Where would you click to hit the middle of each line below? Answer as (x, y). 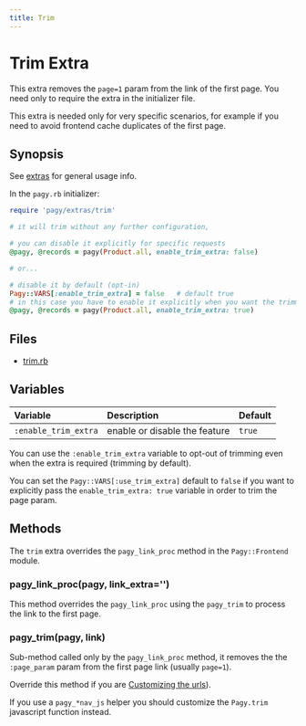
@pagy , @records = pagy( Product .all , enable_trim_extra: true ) (132, 310)
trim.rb (35, 361)
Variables (37, 389)
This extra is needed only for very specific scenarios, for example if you (144, 116)
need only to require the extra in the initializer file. (102, 98)
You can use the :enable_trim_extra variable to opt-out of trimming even (147, 453)
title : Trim (32, 18)
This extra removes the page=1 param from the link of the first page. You (144, 89)
